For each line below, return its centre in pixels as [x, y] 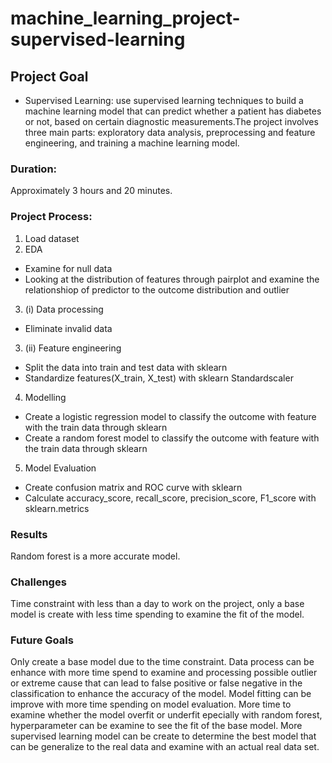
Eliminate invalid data [68, 328]
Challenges [38, 582]
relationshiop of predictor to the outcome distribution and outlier [157, 289]
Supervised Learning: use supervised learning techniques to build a [164, 100]
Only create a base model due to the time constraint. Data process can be [162, 662]
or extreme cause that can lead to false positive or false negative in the [156, 683]
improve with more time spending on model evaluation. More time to [151, 704]
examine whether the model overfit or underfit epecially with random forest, [166, 715]
